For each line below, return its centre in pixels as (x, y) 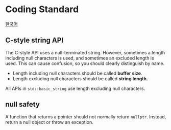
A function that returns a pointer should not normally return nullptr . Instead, (86, 117)
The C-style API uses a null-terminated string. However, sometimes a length (85, 52)
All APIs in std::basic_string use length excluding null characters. (75, 88)
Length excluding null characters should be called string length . (80, 78)
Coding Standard (42, 9)
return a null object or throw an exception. (49, 122)
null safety (22, 104)
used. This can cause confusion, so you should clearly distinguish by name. (85, 63)
